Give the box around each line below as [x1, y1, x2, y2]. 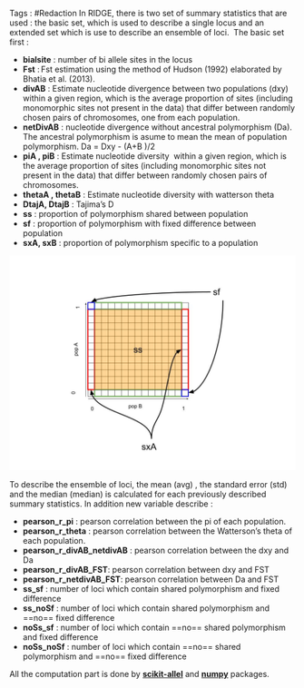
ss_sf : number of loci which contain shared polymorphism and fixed [22, 584, 279, 594]
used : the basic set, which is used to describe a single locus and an [9, 17, 265, 28]
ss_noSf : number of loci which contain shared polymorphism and [22, 603, 270, 614]
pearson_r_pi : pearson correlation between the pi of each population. [22, 516, 287, 526]
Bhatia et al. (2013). [22, 74, 95, 84]
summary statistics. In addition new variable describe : [9, 498, 213, 509]
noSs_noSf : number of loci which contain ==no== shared [22, 642, 241, 652]
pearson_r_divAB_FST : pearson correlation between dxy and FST [22, 565, 270, 575]
